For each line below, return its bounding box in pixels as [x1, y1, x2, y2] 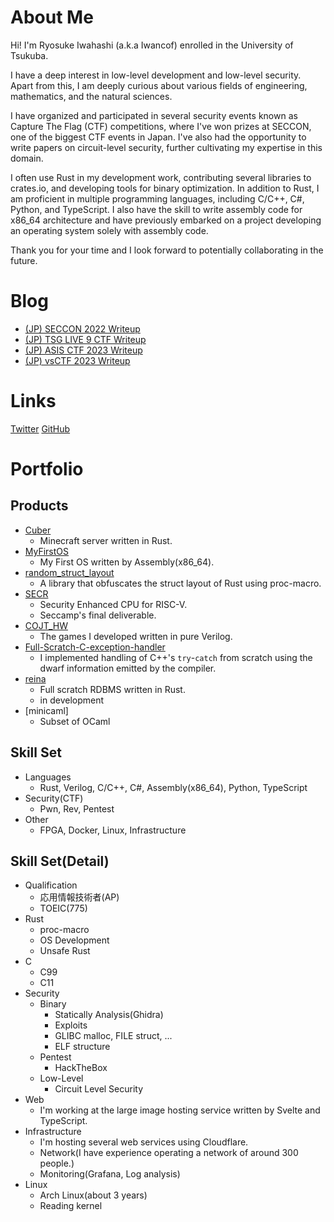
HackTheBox [54, 1062, 108, 1074]
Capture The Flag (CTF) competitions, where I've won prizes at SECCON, [10, 120, 312, 132]
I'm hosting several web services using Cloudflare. [39, 1136, 249, 1148]
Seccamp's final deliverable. [39, 609, 157, 621]
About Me [10, 6, 94, 29]
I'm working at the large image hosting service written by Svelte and [39, 1104, 321, 1116]
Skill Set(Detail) [10, 853, 110, 870]
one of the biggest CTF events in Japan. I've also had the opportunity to [10, 131, 307, 143]
